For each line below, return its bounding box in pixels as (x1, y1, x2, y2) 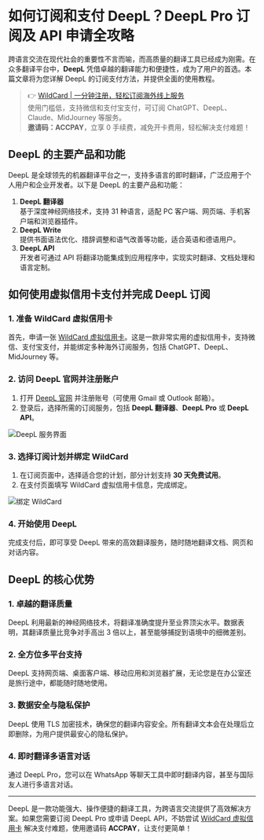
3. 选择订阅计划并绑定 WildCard (8, 451, 129, 462)
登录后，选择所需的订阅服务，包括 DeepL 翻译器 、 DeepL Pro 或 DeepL (19, 402, 249, 413)
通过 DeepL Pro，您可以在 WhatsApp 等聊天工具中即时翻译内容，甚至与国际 (8, 769, 254, 779)
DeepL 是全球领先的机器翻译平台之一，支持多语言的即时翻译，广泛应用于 (8, 170, 245, 179)
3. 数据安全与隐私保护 (8, 700, 90, 711)
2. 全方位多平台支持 (8, 649, 82, 660)
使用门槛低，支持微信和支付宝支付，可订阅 (27, 103, 166, 112)
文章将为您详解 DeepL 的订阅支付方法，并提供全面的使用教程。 (14, 74, 219, 83)
